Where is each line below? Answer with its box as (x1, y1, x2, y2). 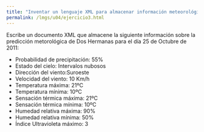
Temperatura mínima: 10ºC (15, 88, 82, 95)
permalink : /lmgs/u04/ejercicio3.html (6, 15, 104, 21)
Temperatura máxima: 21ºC (15, 81, 84, 88)
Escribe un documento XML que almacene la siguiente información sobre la (6, 31, 195, 38)
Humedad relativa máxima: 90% (15, 107, 96, 114)
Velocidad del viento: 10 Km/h (15, 75, 90, 82)
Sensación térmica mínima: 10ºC (15, 101, 97, 108)
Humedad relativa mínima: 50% (15, 113, 94, 121)
